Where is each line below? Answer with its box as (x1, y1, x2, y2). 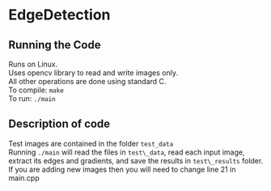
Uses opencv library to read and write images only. (8, 68, 178, 78)
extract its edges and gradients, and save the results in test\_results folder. (8, 155, 264, 165)
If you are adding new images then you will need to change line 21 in (8, 164, 236, 174)
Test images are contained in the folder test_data (8, 138, 174, 148)
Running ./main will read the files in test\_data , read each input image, (8, 147, 245, 157)
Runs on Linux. (8, 59, 58, 69)
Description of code (8, 117, 111, 131)
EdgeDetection (8, 6, 111, 24)
